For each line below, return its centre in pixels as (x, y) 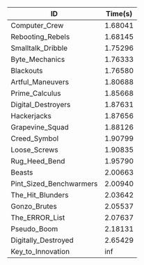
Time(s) (119, 14)
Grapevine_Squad (40, 127)
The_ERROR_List (38, 217)
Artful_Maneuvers (40, 82)
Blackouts (27, 71)
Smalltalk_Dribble (39, 48)
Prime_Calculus (36, 93)
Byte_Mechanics (38, 59)
